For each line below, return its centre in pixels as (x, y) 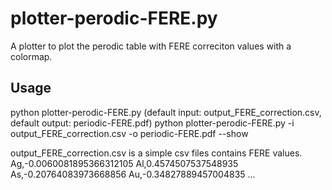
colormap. (31, 56)
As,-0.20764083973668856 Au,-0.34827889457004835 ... (133, 174)
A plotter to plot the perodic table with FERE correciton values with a (151, 46)
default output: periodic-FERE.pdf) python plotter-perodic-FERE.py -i (152, 123)
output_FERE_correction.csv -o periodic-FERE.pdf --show (129, 133)
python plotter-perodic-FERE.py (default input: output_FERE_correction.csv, (166, 112)
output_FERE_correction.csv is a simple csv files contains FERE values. (156, 153)
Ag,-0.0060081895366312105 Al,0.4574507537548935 (124, 163)
